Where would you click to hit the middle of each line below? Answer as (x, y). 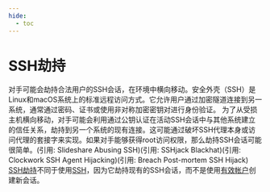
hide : (17, 16)
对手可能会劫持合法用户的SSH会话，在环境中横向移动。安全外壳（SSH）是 (132, 90)
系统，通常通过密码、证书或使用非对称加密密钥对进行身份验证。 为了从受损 (133, 110)
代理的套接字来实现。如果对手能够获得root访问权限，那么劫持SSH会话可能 (138, 140)
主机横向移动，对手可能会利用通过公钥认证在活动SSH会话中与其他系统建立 (132, 120)
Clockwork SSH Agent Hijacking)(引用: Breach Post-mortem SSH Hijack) (129, 160)
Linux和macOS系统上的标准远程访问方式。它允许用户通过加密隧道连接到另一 (135, 100)
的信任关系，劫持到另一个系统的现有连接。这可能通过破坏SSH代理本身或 (129, 130)
